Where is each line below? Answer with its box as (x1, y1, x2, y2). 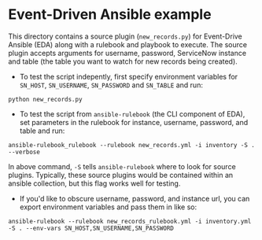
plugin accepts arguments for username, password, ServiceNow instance (8, 48, 246, 57)
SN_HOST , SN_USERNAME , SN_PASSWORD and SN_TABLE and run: (19, 80, 203, 90)
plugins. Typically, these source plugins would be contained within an (8, 170, 234, 179)
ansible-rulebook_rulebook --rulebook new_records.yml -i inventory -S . (8, 141, 256, 149)
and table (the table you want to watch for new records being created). (8, 57, 238, 66)
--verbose (8, 148, 41, 156)
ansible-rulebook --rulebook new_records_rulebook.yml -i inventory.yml (8, 217, 252, 225)
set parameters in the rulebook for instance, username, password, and (19, 117, 249, 127)
